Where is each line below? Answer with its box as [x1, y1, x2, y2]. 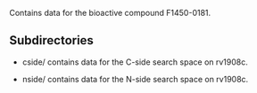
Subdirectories [9, 33, 94, 48]
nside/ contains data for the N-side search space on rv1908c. [21, 74, 249, 84]
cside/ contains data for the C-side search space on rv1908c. [21, 57, 248, 67]
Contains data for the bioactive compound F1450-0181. [9, 8, 211, 18]
